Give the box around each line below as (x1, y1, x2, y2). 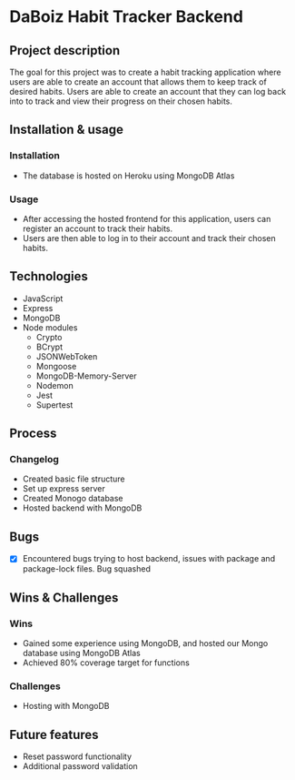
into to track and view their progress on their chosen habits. (9, 96, 233, 106)
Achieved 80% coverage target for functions (22, 657, 191, 668)
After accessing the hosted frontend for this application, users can (22, 213, 271, 224)
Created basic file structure (22, 473, 125, 484)
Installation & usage (9, 122, 124, 137)
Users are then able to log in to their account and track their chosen (22, 232, 277, 243)
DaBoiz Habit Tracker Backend (9, 6, 243, 27)
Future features (9, 726, 99, 743)
